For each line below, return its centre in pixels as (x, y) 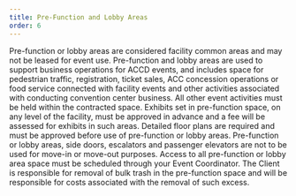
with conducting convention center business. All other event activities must (146, 97)
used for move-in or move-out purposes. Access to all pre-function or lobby (148, 154)
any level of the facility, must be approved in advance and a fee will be (137, 117)
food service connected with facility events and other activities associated (144, 88)
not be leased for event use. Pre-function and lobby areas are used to (136, 60)
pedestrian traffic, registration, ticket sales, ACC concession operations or (144, 79)
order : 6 (25, 26)
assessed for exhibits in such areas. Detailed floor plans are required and (142, 125)
